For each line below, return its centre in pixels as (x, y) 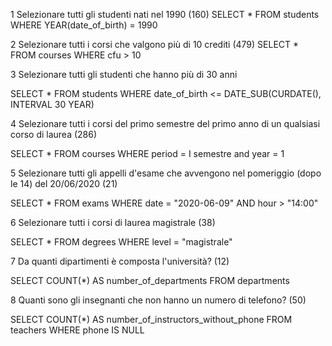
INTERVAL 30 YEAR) (52, 104)
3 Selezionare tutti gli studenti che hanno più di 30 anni (124, 74)
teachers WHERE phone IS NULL (77, 330)
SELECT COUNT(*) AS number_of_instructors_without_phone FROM (151, 319)
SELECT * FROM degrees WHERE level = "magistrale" (121, 242)
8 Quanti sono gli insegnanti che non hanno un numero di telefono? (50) (158, 300)
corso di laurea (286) (54, 134)
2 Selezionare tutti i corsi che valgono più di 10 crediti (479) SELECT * (155, 44)
